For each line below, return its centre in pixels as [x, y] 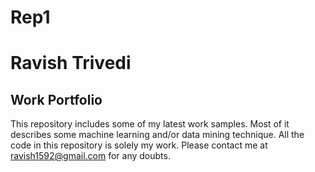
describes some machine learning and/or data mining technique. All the [157, 135]
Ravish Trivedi [71, 63]
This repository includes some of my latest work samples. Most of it [150, 124]
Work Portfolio [56, 99]
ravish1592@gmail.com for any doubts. [90, 156]
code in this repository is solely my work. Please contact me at [139, 145]
